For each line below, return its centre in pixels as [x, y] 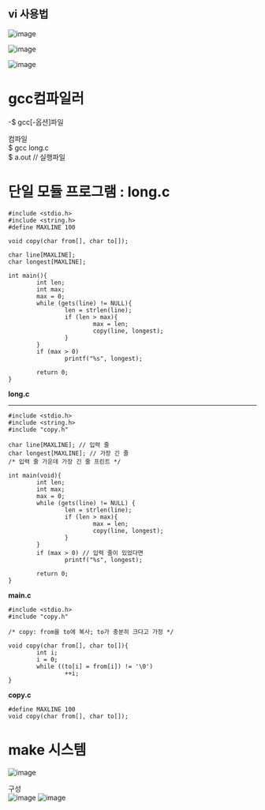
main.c [20, 595]
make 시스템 [47, 750]
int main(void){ [35, 475]
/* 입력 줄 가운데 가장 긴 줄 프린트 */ [65, 461]
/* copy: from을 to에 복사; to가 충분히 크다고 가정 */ [91, 632]
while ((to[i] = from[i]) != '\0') [95, 666]
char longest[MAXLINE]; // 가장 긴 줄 [69, 453]
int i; [47, 652]
